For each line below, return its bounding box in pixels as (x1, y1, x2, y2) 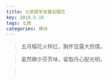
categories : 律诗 (6, 25, 48, 32)
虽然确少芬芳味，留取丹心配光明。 (20, 55, 106, 63)
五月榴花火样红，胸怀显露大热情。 (20, 43, 106, 50)
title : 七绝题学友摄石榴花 (6, 8, 66, 15)
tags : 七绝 (6, 20, 32, 26)
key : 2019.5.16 (6, 14, 44, 20)
